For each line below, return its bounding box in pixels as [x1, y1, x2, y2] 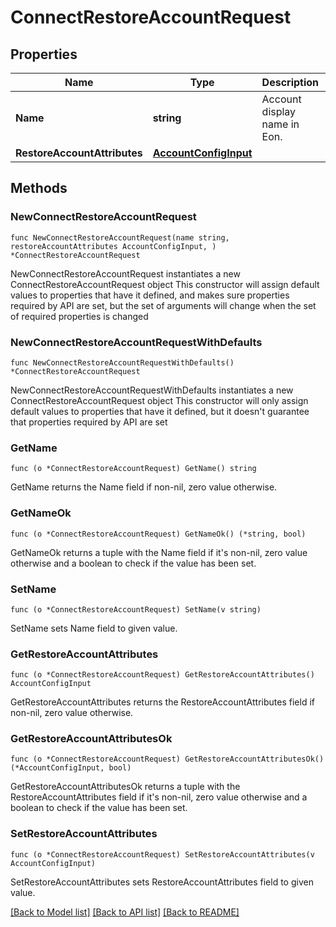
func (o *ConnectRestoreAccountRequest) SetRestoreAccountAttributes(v [10, 849, 315, 860]
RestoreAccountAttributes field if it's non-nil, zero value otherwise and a [10, 791, 308, 803]
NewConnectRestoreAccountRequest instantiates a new [10, 267, 241, 280]
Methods [10, 180, 68, 197]
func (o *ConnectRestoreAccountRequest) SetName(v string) [10, 604, 262, 615]
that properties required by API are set [10, 416, 168, 428]
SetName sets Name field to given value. [10, 622, 178, 634]
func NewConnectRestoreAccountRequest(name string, [10, 232, 230, 243]
